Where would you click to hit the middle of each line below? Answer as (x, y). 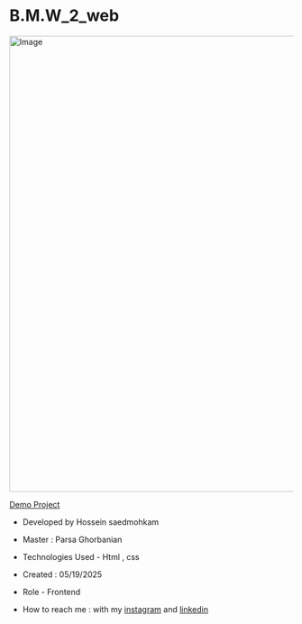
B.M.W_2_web (64, 16)
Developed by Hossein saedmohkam (91, 522)
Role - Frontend (51, 592)
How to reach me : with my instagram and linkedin (115, 609)
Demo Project (35, 504)
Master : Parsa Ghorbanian (72, 539)
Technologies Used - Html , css (81, 556)
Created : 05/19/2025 (62, 574)
